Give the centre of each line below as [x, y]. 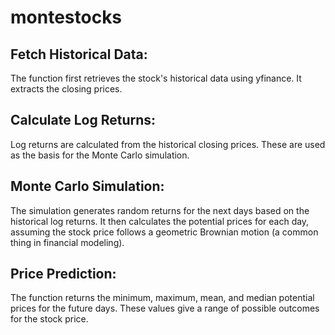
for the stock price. [49, 319]
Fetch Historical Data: [79, 54]
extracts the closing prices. [66, 89]
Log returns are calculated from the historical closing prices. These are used [168, 144]
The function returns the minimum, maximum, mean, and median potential [162, 298]
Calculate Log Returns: [83, 120]
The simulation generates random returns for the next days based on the [160, 210]
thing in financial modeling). [67, 242]
